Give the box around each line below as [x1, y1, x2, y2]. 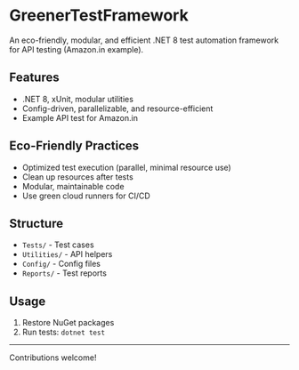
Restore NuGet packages [21, 318, 115, 328]
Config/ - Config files [21, 259, 101, 269]
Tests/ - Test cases [21, 239, 95, 250]
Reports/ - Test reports [21, 268, 107, 278]
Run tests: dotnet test [21, 326, 105, 338]
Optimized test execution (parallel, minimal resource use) [21, 162, 231, 173]
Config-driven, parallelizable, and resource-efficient [21, 103, 214, 114]
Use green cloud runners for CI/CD [21, 190, 151, 201]
